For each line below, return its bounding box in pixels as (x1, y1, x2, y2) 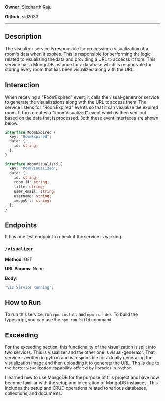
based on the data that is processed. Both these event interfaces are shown (5, 115, 159, 121)
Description (5, 33, 42, 41)
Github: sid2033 (5, 14, 39, 19)
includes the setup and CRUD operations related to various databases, (5, 385, 148, 391)
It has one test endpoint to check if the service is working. (5, 234, 123, 240)
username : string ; (14, 194, 52, 199)
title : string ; (14, 184, 45, 189)
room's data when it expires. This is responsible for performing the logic (5, 51, 151, 57)
